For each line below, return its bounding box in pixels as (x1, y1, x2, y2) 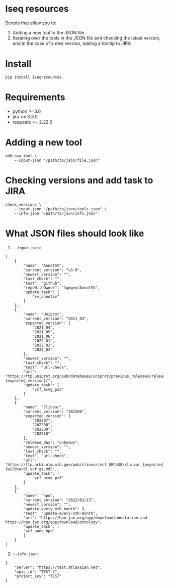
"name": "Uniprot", (23, 311, 64, 316)
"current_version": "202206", (23, 409, 87, 414)
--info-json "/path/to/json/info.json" (14, 211, 98, 216)
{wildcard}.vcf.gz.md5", (5, 466, 57, 472)
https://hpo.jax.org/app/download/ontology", (5, 519, 102, 525)
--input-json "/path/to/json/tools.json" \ (14, 206, 107, 211)
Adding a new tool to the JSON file (12, 29, 84, 35)
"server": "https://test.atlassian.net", (14, 565, 102, 570)
